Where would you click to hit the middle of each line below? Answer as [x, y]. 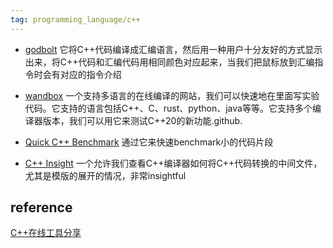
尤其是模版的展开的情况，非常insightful [105, 175]
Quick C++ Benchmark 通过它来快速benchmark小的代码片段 [149, 142]
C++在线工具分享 [46, 233]
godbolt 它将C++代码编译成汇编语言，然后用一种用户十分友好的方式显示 [173, 49]
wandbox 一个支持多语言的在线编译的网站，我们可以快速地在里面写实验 [172, 95]
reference [41, 207]
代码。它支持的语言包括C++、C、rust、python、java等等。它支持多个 [168, 108]
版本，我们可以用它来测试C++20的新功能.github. [142, 120]
